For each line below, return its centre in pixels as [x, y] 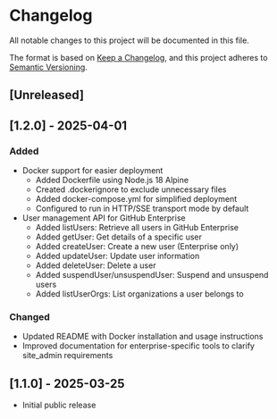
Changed [30, 316]
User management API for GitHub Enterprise [104, 218]
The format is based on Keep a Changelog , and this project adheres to [138, 57]
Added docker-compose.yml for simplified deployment [136, 199]
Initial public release [59, 405]
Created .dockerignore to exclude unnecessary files [131, 189]
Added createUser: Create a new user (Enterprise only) [137, 247]
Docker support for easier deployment [92, 171]
